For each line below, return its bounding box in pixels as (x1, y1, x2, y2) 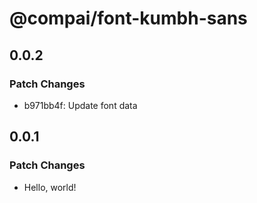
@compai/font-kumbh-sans (9, 7, 248, 30)
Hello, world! (23, 181, 77, 193)
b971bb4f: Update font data (23, 99, 138, 111)
